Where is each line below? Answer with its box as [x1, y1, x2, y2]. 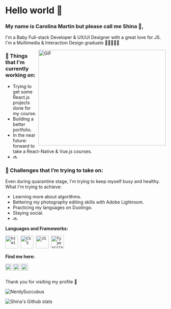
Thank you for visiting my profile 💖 [5, 279, 77, 285]
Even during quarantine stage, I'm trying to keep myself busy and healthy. [5, 178, 160, 185]
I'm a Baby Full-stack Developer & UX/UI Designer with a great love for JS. [5, 34, 161, 40]
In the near [12, 132, 36, 138]
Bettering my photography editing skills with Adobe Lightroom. [12, 199, 144, 205]
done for [12, 105, 31, 111]
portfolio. [12, 126, 32, 133]
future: [12, 137, 27, 143]
